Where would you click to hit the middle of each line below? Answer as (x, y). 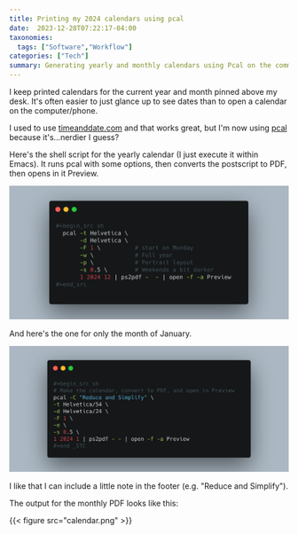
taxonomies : (31, 37)
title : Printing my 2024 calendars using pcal (97, 19)
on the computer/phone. (54, 110)
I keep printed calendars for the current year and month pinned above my (143, 92)
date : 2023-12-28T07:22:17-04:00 (73, 28)
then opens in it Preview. (54, 173)
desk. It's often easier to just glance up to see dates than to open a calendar (148, 101)
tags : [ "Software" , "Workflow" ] (75, 47)
